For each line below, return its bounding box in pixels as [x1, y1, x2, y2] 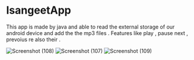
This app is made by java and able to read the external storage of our [6, 23, 175, 30]
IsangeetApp [6, 4, 71, 17]
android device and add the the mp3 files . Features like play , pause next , [6, 29, 189, 36]
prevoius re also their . [6, 36, 61, 43]
